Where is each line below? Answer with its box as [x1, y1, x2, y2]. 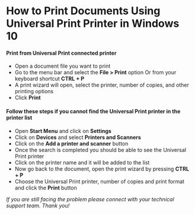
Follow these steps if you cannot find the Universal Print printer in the [6, 107, 181, 115]
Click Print [14, 94, 41, 102]
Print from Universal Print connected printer [6, 49, 117, 56]
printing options [14, 88, 54, 95]
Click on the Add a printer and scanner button [14, 140, 129, 147]
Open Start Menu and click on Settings [14, 127, 111, 134]
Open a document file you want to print [14, 62, 111, 69]
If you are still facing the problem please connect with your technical [6, 195, 174, 203]
